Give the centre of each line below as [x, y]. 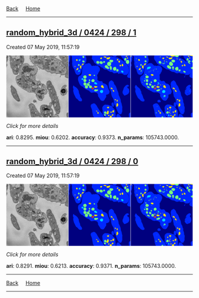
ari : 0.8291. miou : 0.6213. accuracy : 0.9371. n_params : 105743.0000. [91, 266]
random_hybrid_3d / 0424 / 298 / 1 [71, 33]
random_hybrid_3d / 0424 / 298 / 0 [72, 161]
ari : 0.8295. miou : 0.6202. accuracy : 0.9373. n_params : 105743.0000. [93, 137]
